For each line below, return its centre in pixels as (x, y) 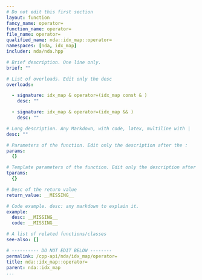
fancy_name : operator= (35, 23)
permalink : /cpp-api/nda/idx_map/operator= (62, 256)
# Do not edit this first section (50, 12)
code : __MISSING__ (35, 223)
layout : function (28, 18)
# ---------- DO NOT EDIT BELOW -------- (59, 250)
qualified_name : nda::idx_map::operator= (59, 40)
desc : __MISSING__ (35, 218)
